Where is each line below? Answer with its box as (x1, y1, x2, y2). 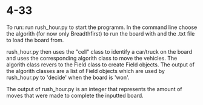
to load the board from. (6, 36, 64, 43)
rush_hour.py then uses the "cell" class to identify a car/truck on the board (6, 48, 193, 55)
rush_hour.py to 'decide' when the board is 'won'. (6, 74, 130, 81)
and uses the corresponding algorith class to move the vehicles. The (6, 54, 178, 62)
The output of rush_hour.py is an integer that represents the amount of (6, 85, 183, 92)
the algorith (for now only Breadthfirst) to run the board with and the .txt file (6, 30, 195, 37)
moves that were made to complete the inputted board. (6, 92, 144, 99)
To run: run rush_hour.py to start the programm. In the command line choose (6, 24, 198, 31)
